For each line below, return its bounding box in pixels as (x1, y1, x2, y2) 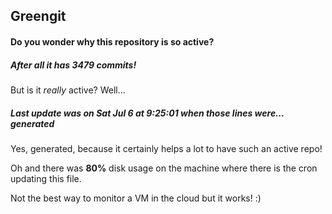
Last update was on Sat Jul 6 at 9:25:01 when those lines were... (10, 107, 285, 119)
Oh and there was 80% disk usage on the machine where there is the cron (10, 162, 318, 174)
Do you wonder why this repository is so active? (10, 35, 215, 48)
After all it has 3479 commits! (10, 59, 137, 71)
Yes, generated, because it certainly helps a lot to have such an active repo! (10, 142, 323, 154)
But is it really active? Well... (10, 84, 126, 96)
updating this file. (10, 172, 82, 184)
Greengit (10, 8, 67, 25)
